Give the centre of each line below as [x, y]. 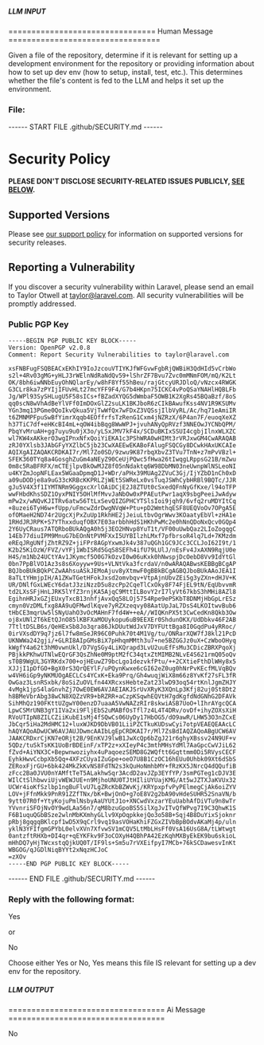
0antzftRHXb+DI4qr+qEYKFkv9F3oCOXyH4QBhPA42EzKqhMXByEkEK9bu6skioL [122, 836]
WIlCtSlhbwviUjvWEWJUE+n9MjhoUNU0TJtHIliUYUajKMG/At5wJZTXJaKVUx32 [122, 780]
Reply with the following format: [72, 899]
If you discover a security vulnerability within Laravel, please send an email [131, 286]
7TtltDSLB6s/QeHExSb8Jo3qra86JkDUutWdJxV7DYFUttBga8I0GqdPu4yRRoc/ [122, 627]
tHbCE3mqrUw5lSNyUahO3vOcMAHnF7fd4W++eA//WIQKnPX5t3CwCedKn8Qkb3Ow [122, 613]
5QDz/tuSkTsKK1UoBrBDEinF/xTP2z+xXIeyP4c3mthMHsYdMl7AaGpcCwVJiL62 [122, 745]
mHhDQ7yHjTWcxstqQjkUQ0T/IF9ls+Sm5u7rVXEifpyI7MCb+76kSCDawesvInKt [122, 843]
